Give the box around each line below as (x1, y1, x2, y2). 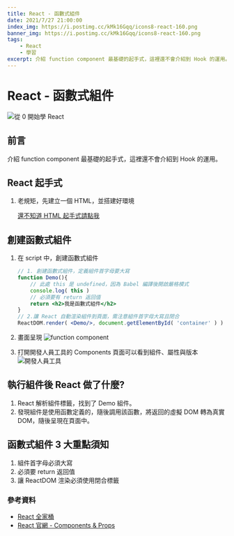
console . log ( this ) (30, 287, 90, 294)
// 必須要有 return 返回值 (30, 294, 101, 301)
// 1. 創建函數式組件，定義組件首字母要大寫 (17, 268, 130, 275)
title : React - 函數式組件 (7, 10, 80, 17)
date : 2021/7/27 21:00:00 (7, 17, 82, 24)
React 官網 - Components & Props (17, 521, 116, 529)
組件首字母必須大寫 (17, 459, 73, 467)
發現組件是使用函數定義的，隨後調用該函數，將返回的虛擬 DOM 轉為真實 (17, 408, 225, 416)
